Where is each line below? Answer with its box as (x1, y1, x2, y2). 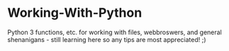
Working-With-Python (7, 5, 143, 21)
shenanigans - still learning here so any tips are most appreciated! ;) (7, 35, 207, 43)
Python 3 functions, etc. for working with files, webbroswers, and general (7, 28, 222, 36)
